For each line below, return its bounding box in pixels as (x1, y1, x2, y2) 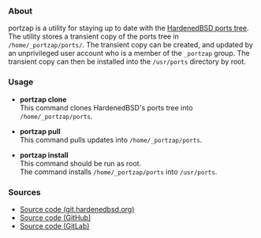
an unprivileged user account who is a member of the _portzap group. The (8, 49, 250, 58)
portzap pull (19, 126, 61, 136)
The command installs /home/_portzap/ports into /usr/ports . (19, 167, 218, 177)
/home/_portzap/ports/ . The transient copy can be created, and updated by (8, 40, 254, 50)
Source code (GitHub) (19, 213, 91, 222)
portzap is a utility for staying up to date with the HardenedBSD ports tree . (8, 24, 250, 33)
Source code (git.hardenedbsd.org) (19, 204, 135, 214)
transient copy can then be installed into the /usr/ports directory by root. (8, 57, 247, 66)
